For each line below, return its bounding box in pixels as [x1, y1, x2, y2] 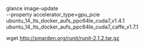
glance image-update [6, 5, 58, 12]
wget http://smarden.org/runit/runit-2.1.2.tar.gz [6, 35, 120, 41]
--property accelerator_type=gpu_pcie [6, 11, 100, 18]
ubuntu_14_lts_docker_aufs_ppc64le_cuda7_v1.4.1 [6, 17, 125, 24]
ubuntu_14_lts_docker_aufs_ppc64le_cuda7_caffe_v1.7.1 [6, 23, 139, 30]
